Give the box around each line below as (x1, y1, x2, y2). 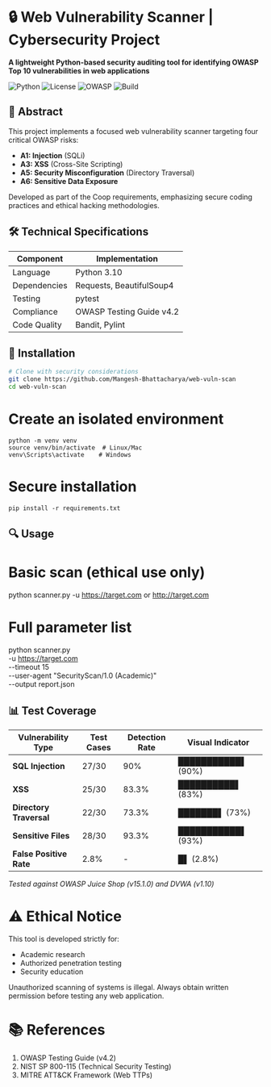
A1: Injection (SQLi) (19, 150, 85, 160)
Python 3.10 (75, 266, 123, 278)
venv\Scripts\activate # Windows (8, 450, 131, 458)
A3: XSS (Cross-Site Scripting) (19, 159, 123, 169)
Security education (19, 967, 84, 976)
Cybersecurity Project (8, 31, 161, 49)
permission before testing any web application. (8, 991, 165, 1001)
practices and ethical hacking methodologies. (8, 200, 160, 210)
